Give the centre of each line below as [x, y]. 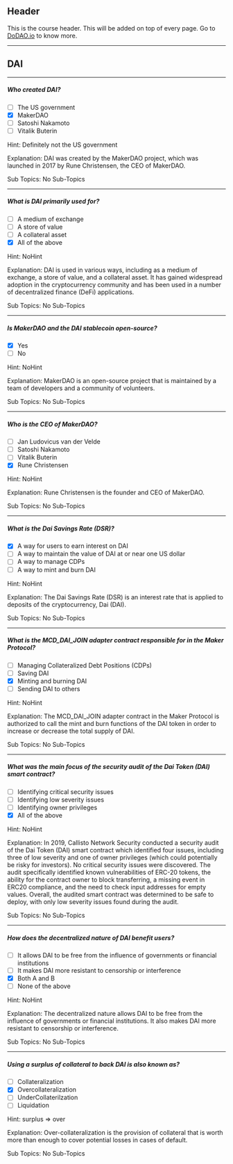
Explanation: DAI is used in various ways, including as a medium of [102, 270]
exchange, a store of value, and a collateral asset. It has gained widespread [115, 277]
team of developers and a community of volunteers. [81, 388]
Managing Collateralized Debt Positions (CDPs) [85, 665]
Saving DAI [33, 673]
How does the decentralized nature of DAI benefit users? [91, 937]
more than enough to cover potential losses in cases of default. [97, 1140]
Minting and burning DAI [52, 681]
